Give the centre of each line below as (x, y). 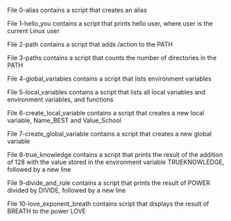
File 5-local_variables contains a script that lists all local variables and (106, 92)
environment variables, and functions (60, 99)
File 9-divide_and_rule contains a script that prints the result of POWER (109, 183)
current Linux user (34, 31)
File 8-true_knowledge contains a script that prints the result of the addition (115, 155)
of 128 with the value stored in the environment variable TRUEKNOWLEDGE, (116, 162)
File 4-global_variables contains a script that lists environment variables (109, 79)
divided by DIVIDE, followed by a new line (67, 190)
